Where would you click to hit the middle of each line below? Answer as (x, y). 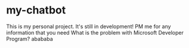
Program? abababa (30, 39)
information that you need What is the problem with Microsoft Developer (95, 32)
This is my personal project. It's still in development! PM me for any (89, 26)
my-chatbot (36, 10)
